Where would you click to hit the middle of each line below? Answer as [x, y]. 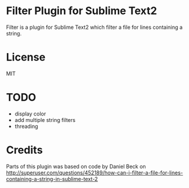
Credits [24, 150]
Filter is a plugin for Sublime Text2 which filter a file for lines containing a [94, 27]
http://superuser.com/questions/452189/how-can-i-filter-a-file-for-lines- [95, 173]
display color [30, 114]
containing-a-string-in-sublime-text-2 [52, 179]
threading [26, 126]
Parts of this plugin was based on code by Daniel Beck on [76, 166]
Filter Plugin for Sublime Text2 [82, 11]
